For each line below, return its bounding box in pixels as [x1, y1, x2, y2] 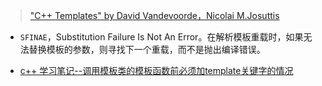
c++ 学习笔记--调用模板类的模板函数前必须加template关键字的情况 [19, 65, 294, 76]
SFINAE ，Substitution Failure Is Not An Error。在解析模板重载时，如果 [19, 31, 304, 43]
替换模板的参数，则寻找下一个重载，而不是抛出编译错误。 [28, 44, 266, 55]
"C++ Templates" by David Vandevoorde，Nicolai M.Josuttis [29, 10, 280, 21]
